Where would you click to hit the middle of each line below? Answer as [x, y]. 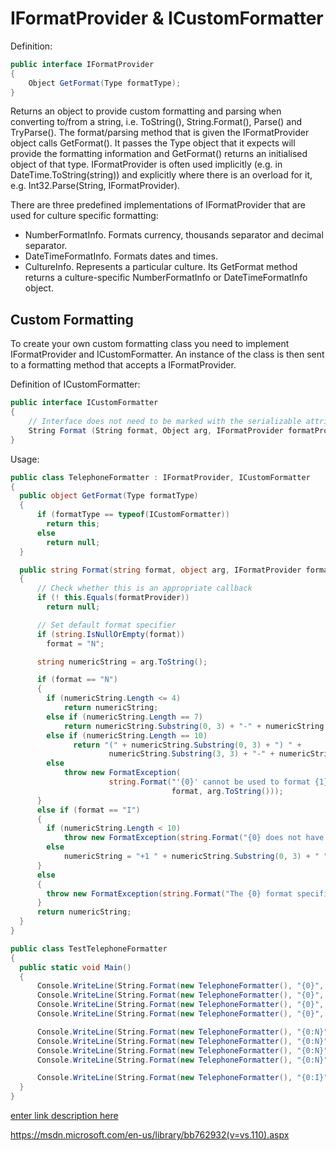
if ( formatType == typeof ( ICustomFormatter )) [133, 515]
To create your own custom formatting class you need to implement [150, 344]
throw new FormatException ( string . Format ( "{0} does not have [194, 838]
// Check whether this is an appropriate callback [144, 588]
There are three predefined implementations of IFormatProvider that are [158, 205]
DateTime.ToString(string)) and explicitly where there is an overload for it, [161, 175]
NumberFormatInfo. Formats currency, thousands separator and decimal [174, 235]
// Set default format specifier [106, 625]
